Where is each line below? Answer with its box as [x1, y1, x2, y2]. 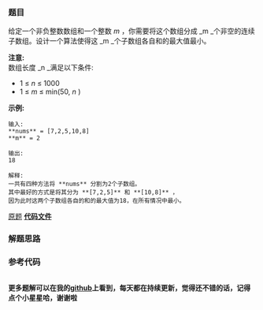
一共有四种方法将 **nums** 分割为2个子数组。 [8, 180, 141, 189]
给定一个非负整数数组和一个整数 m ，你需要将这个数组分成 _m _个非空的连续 [8, 26, 256, 36]
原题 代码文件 [8, 211, 52, 222]
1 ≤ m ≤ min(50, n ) [19, 87, 81, 96]
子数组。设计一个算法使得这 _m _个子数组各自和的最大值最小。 [8, 36, 211, 46]
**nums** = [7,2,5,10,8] [8, 128, 90, 136]
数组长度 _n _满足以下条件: [8, 63, 94, 73]
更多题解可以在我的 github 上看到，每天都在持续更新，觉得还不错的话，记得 [8, 282, 251, 293]
